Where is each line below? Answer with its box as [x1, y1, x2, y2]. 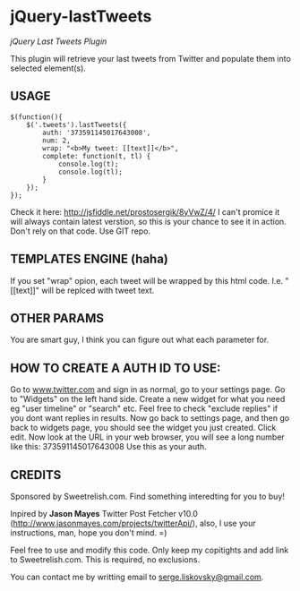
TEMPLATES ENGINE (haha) [10, 252, 169, 267]
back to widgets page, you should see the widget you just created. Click [10, 423, 277, 433]
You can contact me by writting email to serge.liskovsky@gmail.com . [10, 571, 264, 582]
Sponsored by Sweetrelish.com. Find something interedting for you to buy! [10, 491, 286, 501]
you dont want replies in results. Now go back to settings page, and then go [10, 413, 290, 424]
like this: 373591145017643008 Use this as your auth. [10, 441, 207, 452]
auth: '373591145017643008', [42, 128, 151, 137]
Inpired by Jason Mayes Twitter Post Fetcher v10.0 [10, 509, 198, 518]
